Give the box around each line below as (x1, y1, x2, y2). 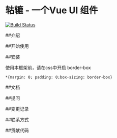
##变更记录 (5, 106, 29, 112)
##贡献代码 (5, 127, 29, 133)
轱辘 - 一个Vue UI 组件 (5, 5, 98, 16)
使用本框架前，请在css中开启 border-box (5, 64, 91, 71)
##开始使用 (5, 43, 29, 49)
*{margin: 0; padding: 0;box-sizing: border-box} (5, 75, 113, 80)
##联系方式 (5, 116, 29, 122)
